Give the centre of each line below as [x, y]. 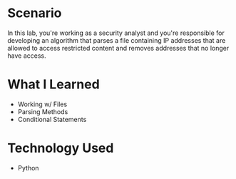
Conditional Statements [52, 119]
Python [28, 168]
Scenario [35, 13]
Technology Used [61, 148]
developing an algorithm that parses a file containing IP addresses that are [117, 40]
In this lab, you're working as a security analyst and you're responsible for [116, 33]
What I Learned [53, 85]
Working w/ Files [42, 104]
